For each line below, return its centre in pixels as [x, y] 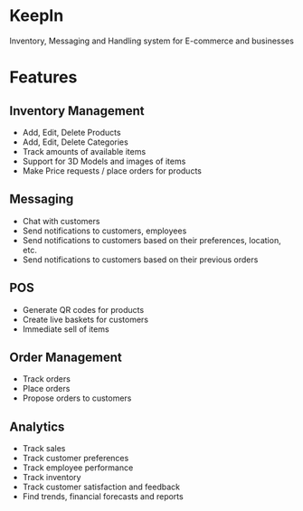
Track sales [44, 449]
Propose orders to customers [77, 398]
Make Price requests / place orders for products [112, 170]
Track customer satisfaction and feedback [101, 487]
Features [43, 77]
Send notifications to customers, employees [104, 231]
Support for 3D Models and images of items [104, 161]
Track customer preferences [76, 459]
